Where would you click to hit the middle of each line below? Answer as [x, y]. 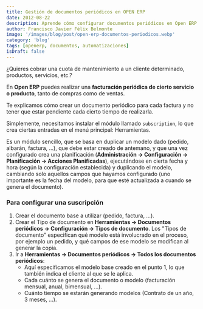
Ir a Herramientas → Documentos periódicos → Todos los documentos [105, 254]
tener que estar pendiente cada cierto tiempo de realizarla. [80, 111]
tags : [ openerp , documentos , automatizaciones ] [68, 46]
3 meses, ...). [40, 300]
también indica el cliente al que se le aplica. [79, 274]
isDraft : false [26, 52]
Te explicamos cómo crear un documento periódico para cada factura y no [100, 105]
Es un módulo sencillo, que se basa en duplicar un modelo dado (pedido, [98, 141]
